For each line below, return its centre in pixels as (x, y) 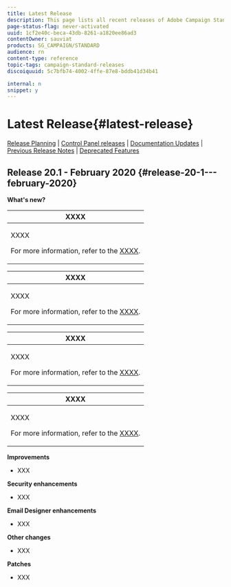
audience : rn (26, 52)
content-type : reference (43, 59)
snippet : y (23, 90)
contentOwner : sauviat (40, 39)
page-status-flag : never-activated (58, 26)
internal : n (24, 83)
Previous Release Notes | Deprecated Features (73, 151)
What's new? (26, 200)
